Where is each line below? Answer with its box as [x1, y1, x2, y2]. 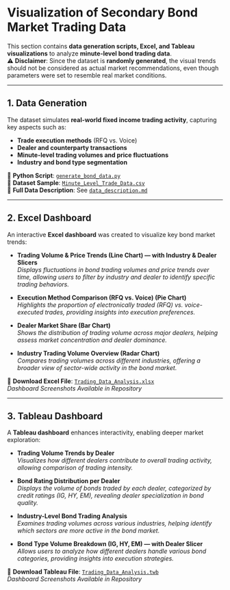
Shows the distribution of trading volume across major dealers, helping [16, 328, 218, 336]
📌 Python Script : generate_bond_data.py [7, 171, 121, 180]
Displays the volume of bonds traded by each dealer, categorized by [16, 484, 212, 493]
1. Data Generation [7, 97, 88, 109]
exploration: [7, 436, 41, 444]
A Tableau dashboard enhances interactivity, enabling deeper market [7, 428, 204, 437]
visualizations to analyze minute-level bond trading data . [7, 49, 172, 58]
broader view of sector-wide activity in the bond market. [16, 363, 177, 371]
